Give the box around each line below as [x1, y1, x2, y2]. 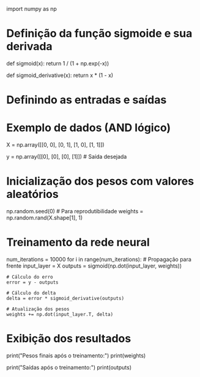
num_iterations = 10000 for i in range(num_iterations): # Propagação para [6, 255, 191, 263]
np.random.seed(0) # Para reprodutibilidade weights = [6, 208, 144, 214]
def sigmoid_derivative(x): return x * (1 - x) [6, 71, 114, 79]
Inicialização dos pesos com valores [6, 174, 194, 188]
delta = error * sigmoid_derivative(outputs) [6, 295, 124, 301]
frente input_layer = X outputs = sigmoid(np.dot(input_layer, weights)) [6, 262, 182, 269]
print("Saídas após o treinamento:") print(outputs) [6, 364, 131, 371]
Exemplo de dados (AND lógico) [6, 121, 171, 135]
